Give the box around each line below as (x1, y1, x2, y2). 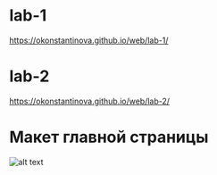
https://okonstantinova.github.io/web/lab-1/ (9, 35, 169, 46)
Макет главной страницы (9, 127, 209, 147)
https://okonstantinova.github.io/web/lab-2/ (9, 96, 171, 106)
